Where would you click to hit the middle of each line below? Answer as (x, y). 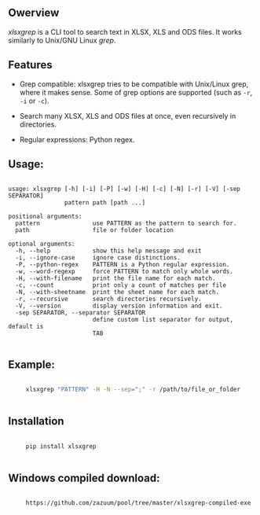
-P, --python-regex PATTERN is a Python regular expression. (123, 265)
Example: (31, 364)
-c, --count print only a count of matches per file (121, 285)
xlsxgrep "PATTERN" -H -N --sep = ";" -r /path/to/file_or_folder (133, 390)
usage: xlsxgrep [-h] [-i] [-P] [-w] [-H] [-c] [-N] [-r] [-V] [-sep (125, 189)
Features (30, 65)
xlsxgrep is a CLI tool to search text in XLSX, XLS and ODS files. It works (125, 31)
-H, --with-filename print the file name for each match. (115, 278)
